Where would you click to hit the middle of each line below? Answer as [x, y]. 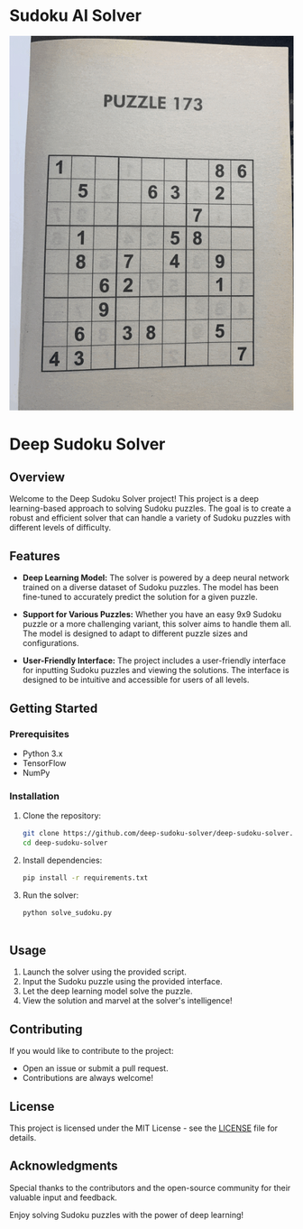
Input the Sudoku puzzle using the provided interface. [122, 982]
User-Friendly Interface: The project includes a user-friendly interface [154, 661]
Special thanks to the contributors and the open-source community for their [150, 1187]
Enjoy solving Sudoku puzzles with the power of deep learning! [127, 1215]
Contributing [46, 1029]
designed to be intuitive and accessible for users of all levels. [136, 680]
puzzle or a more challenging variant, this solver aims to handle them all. [156, 624]
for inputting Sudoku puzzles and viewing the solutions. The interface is [156, 670]
